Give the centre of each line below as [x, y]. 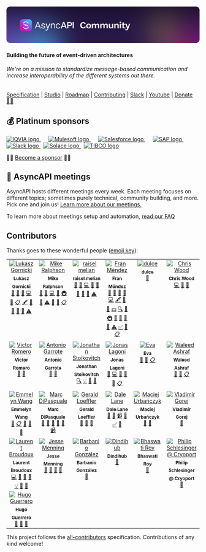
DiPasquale [53, 418]
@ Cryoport [181, 478]
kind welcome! [25, 544]
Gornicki [21, 286]
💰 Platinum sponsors [48, 121]
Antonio [53, 360]
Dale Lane [117, 409]
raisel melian [87, 278]
